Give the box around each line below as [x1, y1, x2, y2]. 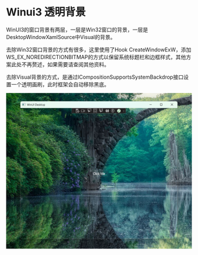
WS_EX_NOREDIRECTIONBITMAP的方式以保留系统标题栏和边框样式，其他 [6, 53, 186, 60]
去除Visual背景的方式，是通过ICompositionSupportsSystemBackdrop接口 [6, 73, 184, 80]
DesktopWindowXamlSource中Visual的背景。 [6, 33, 116, 40]
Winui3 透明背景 [6, 5, 86, 19]
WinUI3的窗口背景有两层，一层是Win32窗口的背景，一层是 [6, 26, 148, 33]
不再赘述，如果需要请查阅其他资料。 [21, 60, 110, 68]
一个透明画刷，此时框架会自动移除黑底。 [11, 80, 110, 88]
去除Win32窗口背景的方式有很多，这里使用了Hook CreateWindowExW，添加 [6, 46, 192, 53]
